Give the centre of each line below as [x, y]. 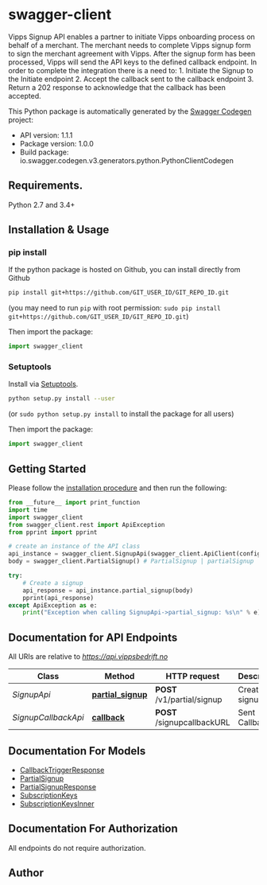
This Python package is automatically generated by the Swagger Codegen [130, 111]
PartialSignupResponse [58, 786]
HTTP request [193, 676]
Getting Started [47, 468]
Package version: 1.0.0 [56, 143]
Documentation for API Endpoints [93, 637]
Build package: [44, 152]
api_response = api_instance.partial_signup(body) [108, 591]
